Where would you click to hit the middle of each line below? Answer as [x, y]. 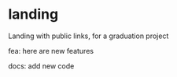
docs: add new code [41, 66]
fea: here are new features [51, 51]
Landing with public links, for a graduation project [88, 36]
